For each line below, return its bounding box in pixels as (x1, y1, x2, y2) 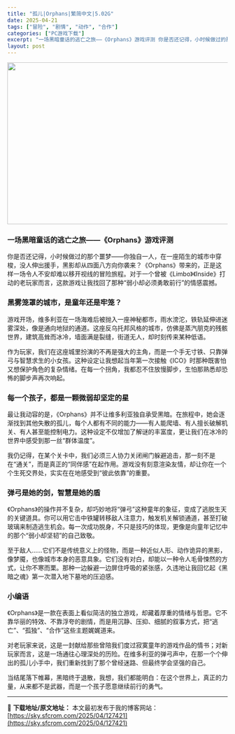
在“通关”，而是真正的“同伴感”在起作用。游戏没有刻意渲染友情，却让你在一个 (7, 460, 227, 468)
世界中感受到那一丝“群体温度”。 (7, 436, 99, 444)
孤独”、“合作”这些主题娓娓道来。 (24, 626, 119, 635)
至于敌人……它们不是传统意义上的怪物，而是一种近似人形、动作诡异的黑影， (7, 546, 227, 555)
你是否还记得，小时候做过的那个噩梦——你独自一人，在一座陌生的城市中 (7, 253, 215, 261)
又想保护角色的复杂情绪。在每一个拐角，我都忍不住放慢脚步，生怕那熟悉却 (7, 365, 222, 373)
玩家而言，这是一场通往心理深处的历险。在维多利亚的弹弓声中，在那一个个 (7, 650, 222, 658)
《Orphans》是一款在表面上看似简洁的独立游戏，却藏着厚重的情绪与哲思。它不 (7, 609, 228, 617)
